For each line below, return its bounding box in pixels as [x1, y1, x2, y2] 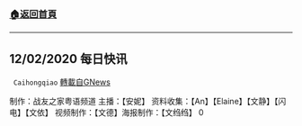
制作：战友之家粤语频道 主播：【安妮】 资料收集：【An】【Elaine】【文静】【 [9, 96, 279, 107]
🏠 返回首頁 [9, 7, 58, 20]
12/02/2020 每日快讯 [9, 51, 128, 67]
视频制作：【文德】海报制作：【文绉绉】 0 [54, 107, 204, 118]
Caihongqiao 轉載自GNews [13, 76, 111, 87]
